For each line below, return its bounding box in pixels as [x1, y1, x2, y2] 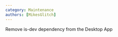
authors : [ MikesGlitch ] [5, 12, 56, 17]
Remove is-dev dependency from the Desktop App [5, 26, 113, 32]
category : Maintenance [5, 7, 54, 13]
